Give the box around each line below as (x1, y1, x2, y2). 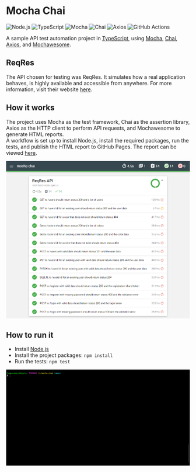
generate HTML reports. (6, 130, 64, 138)
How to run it (6, 330, 54, 340)
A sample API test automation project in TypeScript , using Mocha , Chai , (6, 34, 178, 41)
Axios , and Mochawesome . (6, 41, 71, 48)
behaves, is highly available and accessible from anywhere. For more (6, 79, 172, 86)
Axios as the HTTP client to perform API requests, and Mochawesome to (6, 124, 181, 131)
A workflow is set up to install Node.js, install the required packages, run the (6, 137, 189, 144)
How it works (6, 103, 55, 113)
